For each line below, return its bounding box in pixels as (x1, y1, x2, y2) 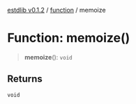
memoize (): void (24, 53, 73, 61)
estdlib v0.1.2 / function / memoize (7, 6, 106, 14)
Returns (7, 73, 43, 85)
